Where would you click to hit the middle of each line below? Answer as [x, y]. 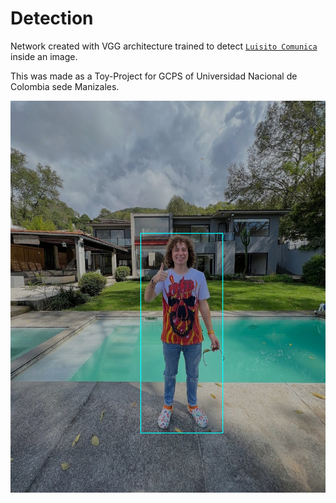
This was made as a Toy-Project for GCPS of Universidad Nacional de [154, 76]
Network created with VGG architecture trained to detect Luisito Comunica [164, 46]
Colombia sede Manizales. [65, 86]
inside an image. [44, 56]
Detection [52, 18]
